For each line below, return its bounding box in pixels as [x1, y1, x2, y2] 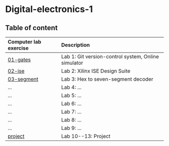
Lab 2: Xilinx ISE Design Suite [61, 68, 131, 74]
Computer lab [8, 39, 42, 45]
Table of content [5, 24, 58, 32]
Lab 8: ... [61, 116, 82, 123]
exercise [8, 45, 29, 51]
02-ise [8, 68, 25, 74]
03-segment [8, 76, 39, 82]
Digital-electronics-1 [5, 4, 93, 15]
